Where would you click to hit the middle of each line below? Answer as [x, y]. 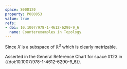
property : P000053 [24, 14]
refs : [10, 23]
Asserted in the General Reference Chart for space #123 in [64, 56]
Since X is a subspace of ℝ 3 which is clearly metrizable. [61, 46]
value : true [17, 18]
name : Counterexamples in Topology [45, 32]
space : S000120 [20, 9]
